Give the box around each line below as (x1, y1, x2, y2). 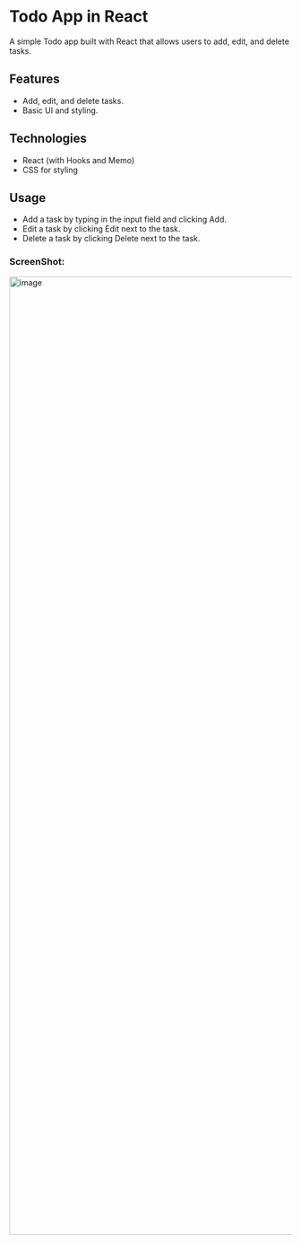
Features (9, 72, 60, 87)
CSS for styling (21, 164, 79, 175)
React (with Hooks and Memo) (21, 154, 135, 165)
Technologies (9, 131, 88, 146)
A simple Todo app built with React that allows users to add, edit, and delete (9, 36, 289, 47)
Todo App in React (9, 6, 149, 27)
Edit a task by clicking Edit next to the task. (21, 223, 181, 234)
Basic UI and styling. (21, 105, 99, 116)
